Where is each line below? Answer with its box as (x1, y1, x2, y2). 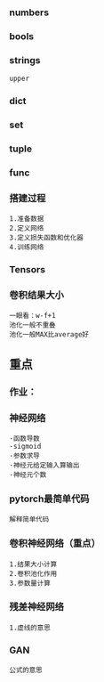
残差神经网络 (9, 601, 65, 613)
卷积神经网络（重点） (9, 537, 100, 549)
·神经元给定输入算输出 (9, 460, 80, 469)
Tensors (9, 264, 46, 276)
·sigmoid (9, 442, 42, 451)
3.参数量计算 (9, 579, 51, 588)
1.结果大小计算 (9, 559, 58, 569)
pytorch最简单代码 (9, 492, 90, 505)
